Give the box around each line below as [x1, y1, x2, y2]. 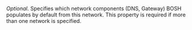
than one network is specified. [6, 18, 82, 24]
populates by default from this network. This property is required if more [6, 11, 186, 18]
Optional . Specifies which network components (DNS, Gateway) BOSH [6, 5, 182, 12]
